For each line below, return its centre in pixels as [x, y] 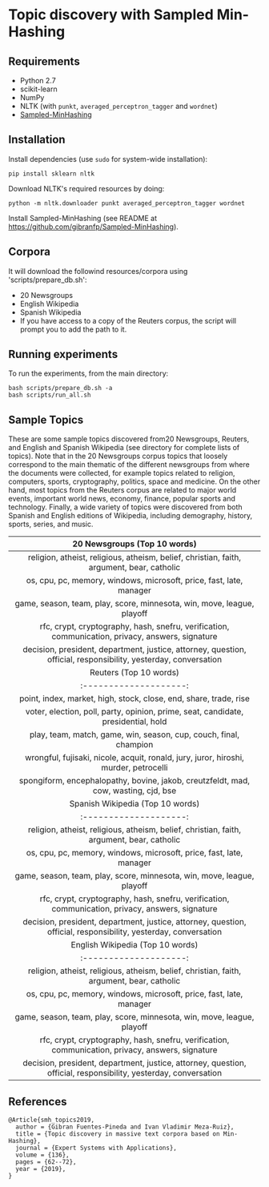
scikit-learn [38, 89]
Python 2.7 [38, 80]
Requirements [44, 61]
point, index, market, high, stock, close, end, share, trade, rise [134, 698]
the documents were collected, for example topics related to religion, [122, 473]
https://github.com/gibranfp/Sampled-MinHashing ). [93, 227]
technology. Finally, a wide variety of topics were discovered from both [125, 507]
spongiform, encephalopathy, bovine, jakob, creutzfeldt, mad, [134, 781]
